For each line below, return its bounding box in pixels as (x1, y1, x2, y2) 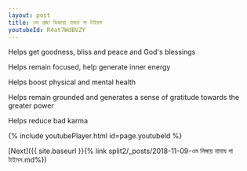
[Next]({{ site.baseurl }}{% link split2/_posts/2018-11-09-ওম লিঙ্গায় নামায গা (8, 146, 234, 156)
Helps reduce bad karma (8, 116, 89, 126)
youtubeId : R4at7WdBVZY (8, 26, 86, 34)
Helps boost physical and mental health (8, 77, 136, 87)
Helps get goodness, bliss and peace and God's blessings (8, 48, 196, 57)
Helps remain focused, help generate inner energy (8, 62, 171, 72)
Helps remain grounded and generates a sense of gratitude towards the (8, 93, 240, 102)
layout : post (8, 11, 51, 20)
